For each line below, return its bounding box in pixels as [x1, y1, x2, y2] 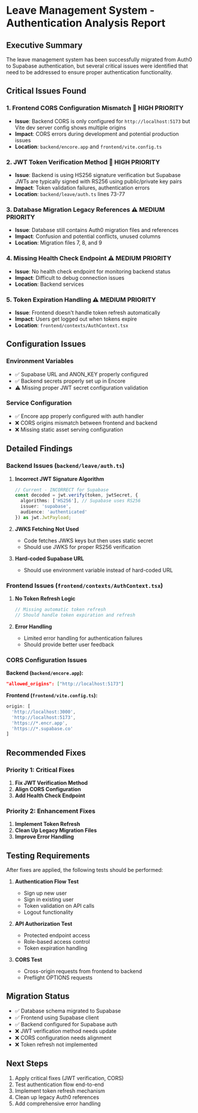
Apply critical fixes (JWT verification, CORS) [14, 1074, 124, 1081]
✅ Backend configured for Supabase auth [14, 1020, 117, 1027]
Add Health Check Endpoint [14, 792, 85, 799]
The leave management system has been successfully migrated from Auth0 [6, 56, 193, 63]
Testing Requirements [6, 850, 90, 861]
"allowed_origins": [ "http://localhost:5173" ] [6, 681, 124, 687]
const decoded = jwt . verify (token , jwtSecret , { [14, 492, 138, 498]
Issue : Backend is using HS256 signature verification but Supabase [14, 171, 181, 178]
